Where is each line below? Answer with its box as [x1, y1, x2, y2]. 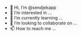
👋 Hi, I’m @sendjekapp [9, 5, 57, 10]
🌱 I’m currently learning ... [9, 15, 63, 20]
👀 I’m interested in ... [9, 10, 52, 16]
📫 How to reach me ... [9, 26, 56, 31]
